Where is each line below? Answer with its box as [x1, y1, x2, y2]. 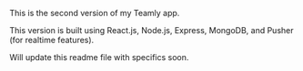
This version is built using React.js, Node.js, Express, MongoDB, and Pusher [9, 25, 294, 35]
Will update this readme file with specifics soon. [9, 52, 189, 62]
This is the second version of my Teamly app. [9, 8, 180, 18]
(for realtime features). [9, 35, 95, 45]
